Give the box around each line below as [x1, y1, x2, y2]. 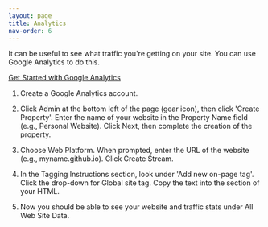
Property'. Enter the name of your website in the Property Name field [19, 113, 248, 122]
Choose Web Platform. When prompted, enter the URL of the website [19, 146, 249, 155]
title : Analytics [8, 19, 67, 27]
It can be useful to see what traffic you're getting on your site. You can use [8, 49, 256, 59]
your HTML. [19, 187, 60, 196]
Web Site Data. [19, 211, 70, 221]
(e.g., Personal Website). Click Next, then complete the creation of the [19, 122, 253, 131]
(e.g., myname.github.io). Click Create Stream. [19, 154, 175, 163]
